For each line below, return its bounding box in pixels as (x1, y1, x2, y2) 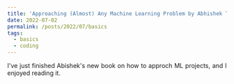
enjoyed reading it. (7, 69, 61, 77)
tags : (7, 29, 23, 37)
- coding (13, 42, 39, 49)
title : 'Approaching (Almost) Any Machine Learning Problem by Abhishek (7, 10, 223, 17)
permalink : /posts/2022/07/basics (7, 23, 108, 30)
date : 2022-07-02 (7, 17, 58, 24)
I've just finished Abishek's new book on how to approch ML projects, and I (7, 62, 227, 69)
